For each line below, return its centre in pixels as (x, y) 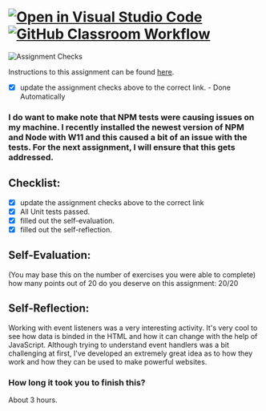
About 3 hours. (33, 400)
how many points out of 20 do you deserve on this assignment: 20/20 (123, 283)
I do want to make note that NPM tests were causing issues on (131, 117)
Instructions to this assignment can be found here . (91, 71)
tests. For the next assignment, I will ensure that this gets (122, 147)
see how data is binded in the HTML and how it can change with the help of (133, 336)
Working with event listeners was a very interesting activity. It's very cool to (133, 328)
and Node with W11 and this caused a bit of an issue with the (128, 137)
